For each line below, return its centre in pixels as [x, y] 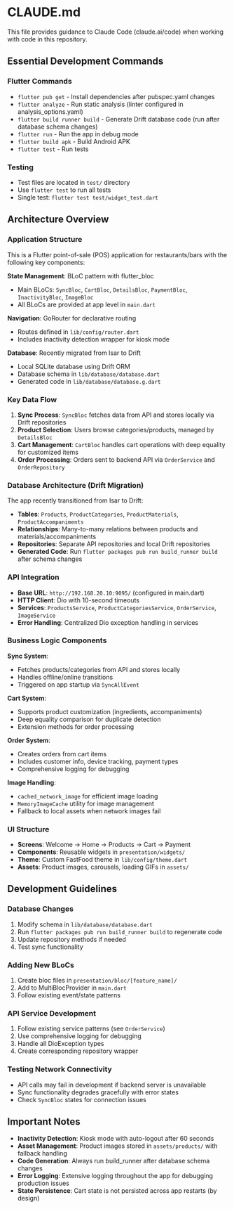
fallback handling [42, 1153]
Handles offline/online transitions [65, 677]
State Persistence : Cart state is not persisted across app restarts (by [117, 1191]
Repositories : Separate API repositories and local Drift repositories [114, 544]
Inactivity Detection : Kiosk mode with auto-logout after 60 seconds [116, 1139]
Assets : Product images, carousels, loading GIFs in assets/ [103, 867]
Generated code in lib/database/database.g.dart [89, 381]
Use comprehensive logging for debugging [79, 1036]
